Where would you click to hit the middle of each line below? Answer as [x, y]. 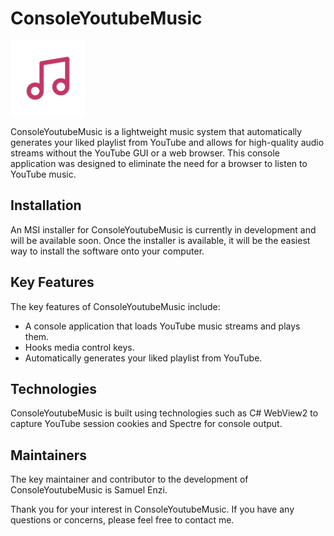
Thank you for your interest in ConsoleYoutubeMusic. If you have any [152, 509]
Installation [46, 205]
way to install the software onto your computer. [107, 251]
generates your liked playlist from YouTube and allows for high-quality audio [167, 142]
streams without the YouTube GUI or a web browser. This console [145, 153]
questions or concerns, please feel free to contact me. [122, 520]
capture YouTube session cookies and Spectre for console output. [146, 424]
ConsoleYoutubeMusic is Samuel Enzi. [89, 490]
